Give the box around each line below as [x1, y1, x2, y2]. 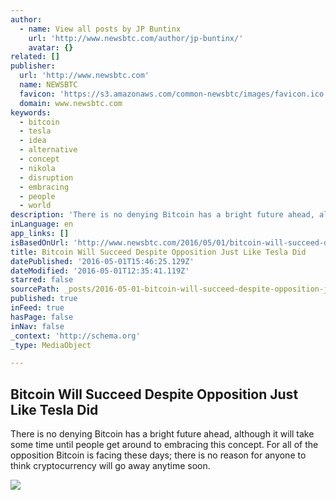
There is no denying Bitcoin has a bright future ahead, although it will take [10, 428, 315, 440]
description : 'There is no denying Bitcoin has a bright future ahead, [10, 210, 315, 220]
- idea [19, 136, 47, 146]
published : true [10, 294, 78, 304]
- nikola [19, 163, 56, 173]
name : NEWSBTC [19, 80, 78, 90]
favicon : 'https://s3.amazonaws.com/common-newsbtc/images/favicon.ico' [19, 89, 329, 99]
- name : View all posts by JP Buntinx [19, 24, 182, 34]
